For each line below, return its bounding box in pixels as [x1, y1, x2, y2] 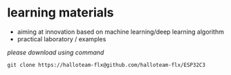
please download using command [7, 48, 104, 56]
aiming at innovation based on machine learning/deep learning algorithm [17, 28, 225, 36]
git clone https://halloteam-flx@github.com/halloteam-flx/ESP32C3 [7, 61, 206, 68]
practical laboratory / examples [17, 34, 107, 43]
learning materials [7, 5, 114, 21]
